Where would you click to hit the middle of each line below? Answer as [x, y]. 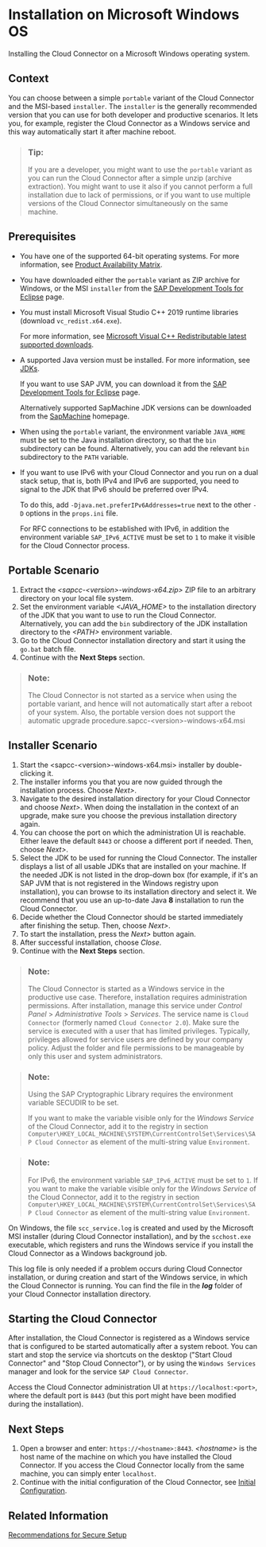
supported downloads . [56, 345]
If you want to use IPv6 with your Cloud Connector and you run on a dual [139, 472]
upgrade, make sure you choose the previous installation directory [128, 815]
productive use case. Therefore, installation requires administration [137, 997]
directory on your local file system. [76, 598]
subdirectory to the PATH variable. [74, 457]
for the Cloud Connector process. [75, 545]
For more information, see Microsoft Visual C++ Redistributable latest [133, 336]
